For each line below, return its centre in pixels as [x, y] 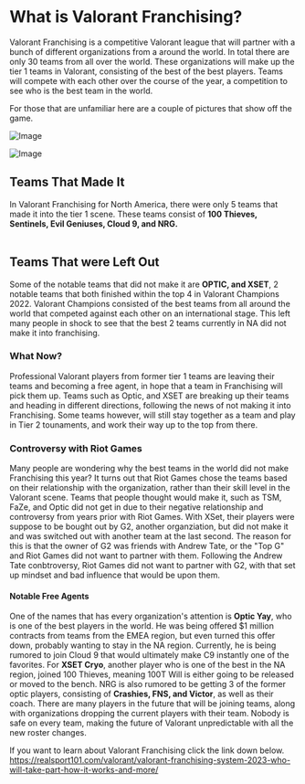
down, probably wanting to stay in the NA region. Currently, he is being [143, 645]
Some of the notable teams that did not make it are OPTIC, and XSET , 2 [144, 284]
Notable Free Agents [49, 596]
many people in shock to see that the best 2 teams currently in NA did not [148, 323]
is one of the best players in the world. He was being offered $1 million [142, 626]
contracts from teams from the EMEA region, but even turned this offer [142, 636]
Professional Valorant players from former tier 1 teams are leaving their [142, 376]
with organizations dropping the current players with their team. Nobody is [149, 714]
